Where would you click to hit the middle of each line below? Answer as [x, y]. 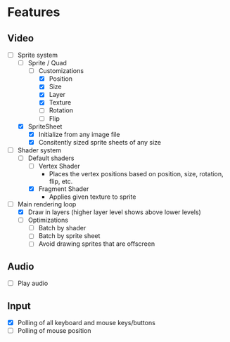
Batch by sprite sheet [69, 236]
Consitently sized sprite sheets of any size [100, 142]
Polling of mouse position [54, 331]
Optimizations [48, 220]
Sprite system [38, 55]
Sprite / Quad [47, 63]
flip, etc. [61, 181]
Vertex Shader [59, 166]
